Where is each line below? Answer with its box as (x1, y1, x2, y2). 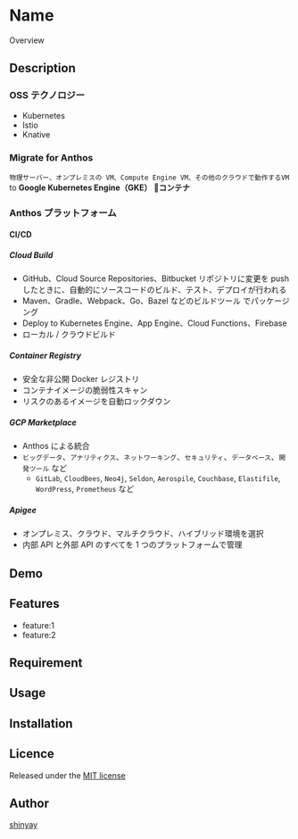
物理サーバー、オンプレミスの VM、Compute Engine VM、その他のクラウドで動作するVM (9, 173, 290, 182)
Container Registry (9, 350, 82, 361)
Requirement (9, 655, 83, 670)
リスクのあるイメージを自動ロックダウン (21, 396, 171, 407)
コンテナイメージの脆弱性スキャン (21, 385, 148, 395)
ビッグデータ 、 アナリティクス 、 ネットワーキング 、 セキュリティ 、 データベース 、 (21, 452, 279, 462)
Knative (21, 129, 51, 139)
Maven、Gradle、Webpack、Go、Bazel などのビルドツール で (21, 295, 252, 306)
